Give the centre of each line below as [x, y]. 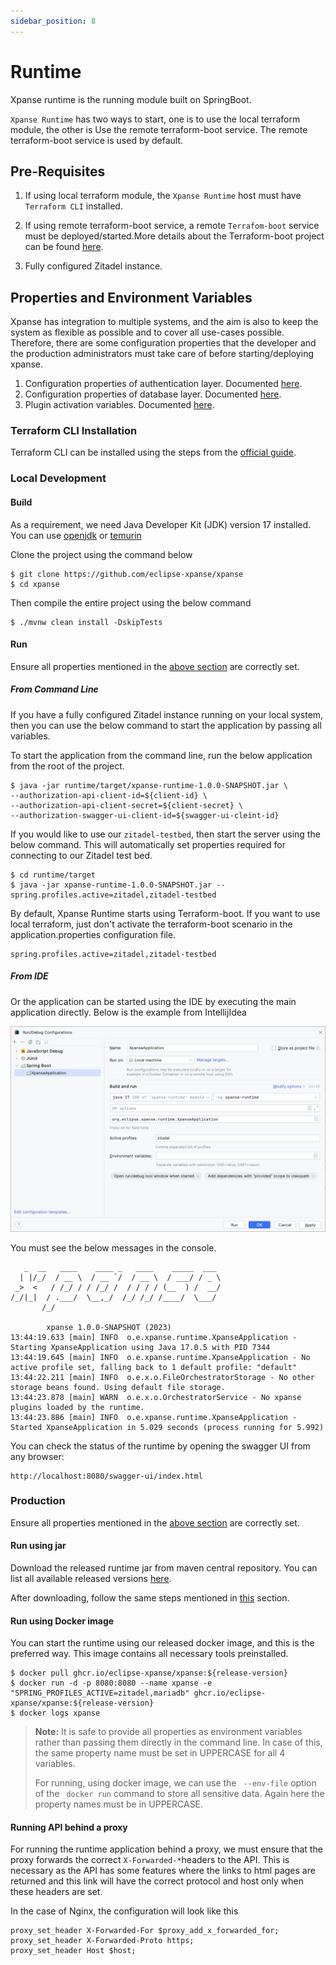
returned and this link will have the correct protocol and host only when [157, 1881]
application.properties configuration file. [93, 934]
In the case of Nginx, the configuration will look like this [124, 1911]
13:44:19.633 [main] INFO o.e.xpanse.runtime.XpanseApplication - [154, 1337]
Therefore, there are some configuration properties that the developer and [163, 343]
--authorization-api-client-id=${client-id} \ [109, 795]
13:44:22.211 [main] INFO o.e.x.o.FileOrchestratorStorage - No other [162, 1377]
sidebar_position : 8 [53, 21]
